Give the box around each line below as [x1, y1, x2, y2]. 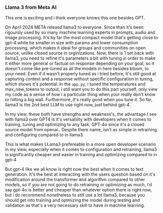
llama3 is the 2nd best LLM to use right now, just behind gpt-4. [5, 102, 131, 108]
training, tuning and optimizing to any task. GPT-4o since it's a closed [5, 122, 145, 127]
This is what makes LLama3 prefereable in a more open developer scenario [5, 142, 156, 147]
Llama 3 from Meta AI [5, 4, 57, 11]
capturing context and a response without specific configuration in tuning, [5, 76, 154, 82]
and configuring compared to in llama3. [5, 132, 84, 138]
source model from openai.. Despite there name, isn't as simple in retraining [5, 127, 157, 133]
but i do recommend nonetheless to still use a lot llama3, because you [5, 192, 145, 198]
